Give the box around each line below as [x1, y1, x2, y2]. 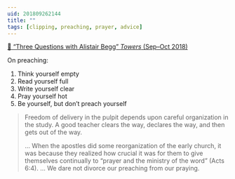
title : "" [7, 17, 36, 24]
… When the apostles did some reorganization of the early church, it [24, 142, 222, 150]
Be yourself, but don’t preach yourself [17, 100, 128, 108]
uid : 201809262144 [7, 10, 61, 18]
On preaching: [7, 56, 49, 65]
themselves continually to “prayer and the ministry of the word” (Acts [24, 157, 224, 165]
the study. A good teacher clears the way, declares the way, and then [24, 121, 225, 129]
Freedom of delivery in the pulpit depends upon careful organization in [24, 113, 229, 121]
